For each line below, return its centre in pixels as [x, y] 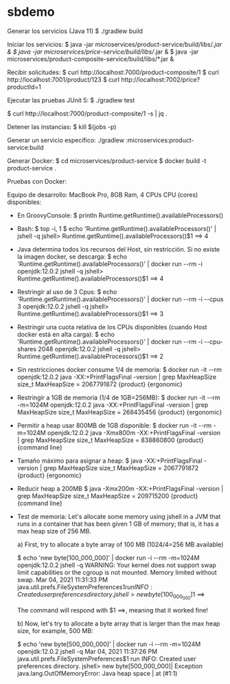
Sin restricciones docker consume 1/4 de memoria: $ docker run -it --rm [119, 369]
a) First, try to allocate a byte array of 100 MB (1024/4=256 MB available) [120, 544]
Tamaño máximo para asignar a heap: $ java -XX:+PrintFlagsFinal [110, 461]
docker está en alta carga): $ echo [66, 334]
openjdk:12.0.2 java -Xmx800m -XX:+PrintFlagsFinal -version [134, 432]
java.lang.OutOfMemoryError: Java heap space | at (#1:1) [97, 674]
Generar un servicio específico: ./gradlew [66, 140]
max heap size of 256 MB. [54, 531]
